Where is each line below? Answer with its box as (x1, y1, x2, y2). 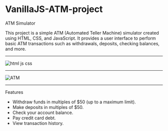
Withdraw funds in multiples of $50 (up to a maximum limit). (12, 99, 136, 105)
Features (5, 89, 23, 95)
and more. (5, 46, 26, 52)
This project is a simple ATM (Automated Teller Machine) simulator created (5, 30, 159, 36)
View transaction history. (12, 120, 64, 126)
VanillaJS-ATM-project (5, 4, 103, 15)
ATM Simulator (5, 20, 36, 26)
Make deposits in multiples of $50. (12, 104, 84, 110)
